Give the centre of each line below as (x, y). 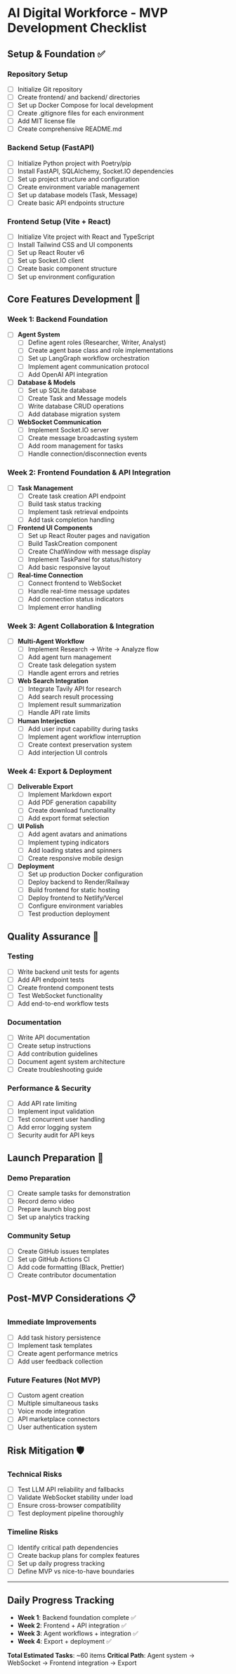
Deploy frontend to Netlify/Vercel (76, 898)
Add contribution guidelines (58, 1054)
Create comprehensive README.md (70, 129)
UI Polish (31, 826)
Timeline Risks (33, 1532)
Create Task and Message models (77, 398)
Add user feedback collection (60, 1361)
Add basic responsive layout (69, 568)
